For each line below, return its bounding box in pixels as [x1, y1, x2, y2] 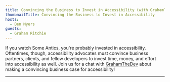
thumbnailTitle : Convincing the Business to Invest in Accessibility [5, 12, 155, 17]
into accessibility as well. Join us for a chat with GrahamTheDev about [5, 61, 152, 67]
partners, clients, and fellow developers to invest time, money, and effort [5, 56, 156, 61]
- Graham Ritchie [10, 31, 47, 36]
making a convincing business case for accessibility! [5, 66, 115, 72]
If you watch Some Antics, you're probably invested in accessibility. [5, 45, 146, 51]
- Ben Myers [10, 21, 35, 27]
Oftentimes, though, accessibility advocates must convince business [5, 50, 148, 56]
